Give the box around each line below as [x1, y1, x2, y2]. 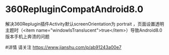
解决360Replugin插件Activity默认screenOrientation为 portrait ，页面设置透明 [5, 21, 164, 27]
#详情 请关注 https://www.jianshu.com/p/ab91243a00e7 [5, 44, 122, 50]
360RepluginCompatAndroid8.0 [5, 4, 144, 15]
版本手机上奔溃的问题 [5, 33, 49, 39]
